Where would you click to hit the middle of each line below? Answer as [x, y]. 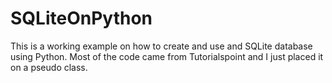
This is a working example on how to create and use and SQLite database [161, 46]
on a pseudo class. [49, 67]
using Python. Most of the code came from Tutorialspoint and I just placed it [167, 56]
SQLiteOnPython [81, 18]
